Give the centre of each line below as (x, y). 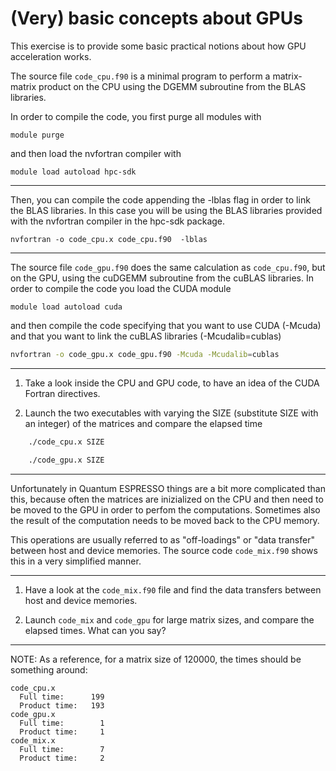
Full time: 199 (62, 697)
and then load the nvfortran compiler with (96, 153)
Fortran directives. (62, 393)
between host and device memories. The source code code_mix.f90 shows (164, 550)
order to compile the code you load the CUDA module (121, 288)
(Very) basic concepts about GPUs (156, 18)
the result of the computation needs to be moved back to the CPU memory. (165, 520)
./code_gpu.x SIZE (66, 460)
